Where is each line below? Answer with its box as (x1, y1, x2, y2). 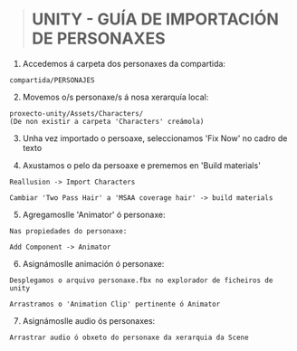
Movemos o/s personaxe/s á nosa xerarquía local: (22, 91, 209, 102)
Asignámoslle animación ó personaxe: (22, 258, 165, 269)
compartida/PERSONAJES (9, 75, 95, 85)
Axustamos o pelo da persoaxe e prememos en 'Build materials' (22, 159, 261, 171)
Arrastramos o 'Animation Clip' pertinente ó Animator (9, 299, 221, 308)
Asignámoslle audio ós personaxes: (22, 315, 156, 326)
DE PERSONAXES (31, 28, 166, 49)
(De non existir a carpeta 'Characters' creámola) (9, 117, 205, 126)
